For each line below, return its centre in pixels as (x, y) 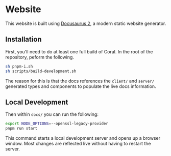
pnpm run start (21, 129)
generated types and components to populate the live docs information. (81, 86)
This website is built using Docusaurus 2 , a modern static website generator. (86, 23)
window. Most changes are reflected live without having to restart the (78, 144)
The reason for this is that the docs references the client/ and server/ (80, 81)
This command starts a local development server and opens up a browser (83, 138)
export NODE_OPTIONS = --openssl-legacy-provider (57, 124)
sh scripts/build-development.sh (41, 71)
